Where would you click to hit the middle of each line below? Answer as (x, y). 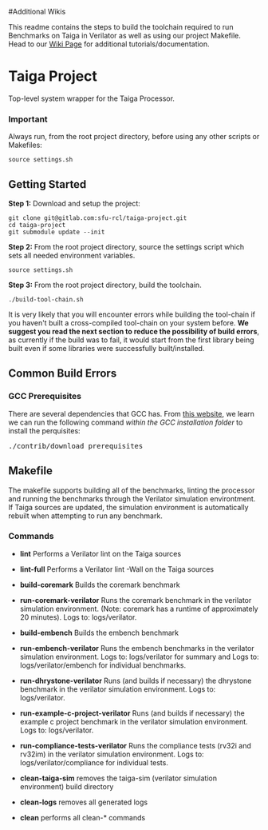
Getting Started (47, 184)
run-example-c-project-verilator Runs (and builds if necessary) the (132, 713)
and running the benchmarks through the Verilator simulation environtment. (132, 498)
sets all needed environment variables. (72, 256)
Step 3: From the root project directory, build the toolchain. (105, 285)
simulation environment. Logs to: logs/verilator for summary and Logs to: (139, 656)
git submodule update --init (57, 232)
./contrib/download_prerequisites (76, 446)
